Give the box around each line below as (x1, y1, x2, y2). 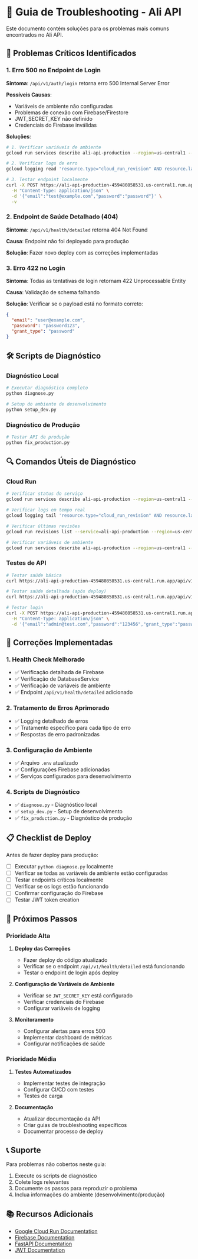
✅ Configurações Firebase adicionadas (14, 766, 110, 773)
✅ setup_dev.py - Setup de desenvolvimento (14, 808, 123, 815)
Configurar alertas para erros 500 (23, 1028, 106, 1035)
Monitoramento (14, 1016, 54, 1023)
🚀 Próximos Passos (6, 914, 78, 924)
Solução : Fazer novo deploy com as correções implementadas (6, 249, 159, 256)
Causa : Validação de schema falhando (6, 289, 100, 296)
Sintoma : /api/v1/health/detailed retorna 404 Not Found (6, 226, 148, 233)
